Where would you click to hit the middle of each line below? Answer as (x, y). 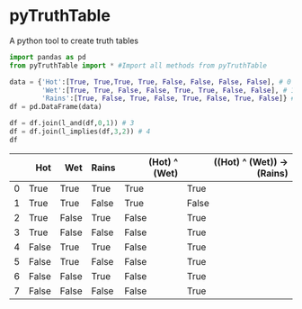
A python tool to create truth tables (74, 41)
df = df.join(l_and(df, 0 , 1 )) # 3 (72, 123)
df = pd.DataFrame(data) (56, 107)
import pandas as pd (48, 57)
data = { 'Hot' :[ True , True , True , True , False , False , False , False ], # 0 (151, 82)
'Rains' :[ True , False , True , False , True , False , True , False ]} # (169, 99)
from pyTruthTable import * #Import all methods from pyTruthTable (138, 65)
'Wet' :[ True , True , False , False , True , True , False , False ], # (164, 90)
